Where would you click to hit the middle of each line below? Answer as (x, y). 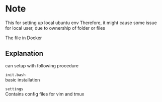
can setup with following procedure (42, 65)
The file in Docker (24, 38)
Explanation (24, 54)
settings (14, 89)
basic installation (23, 80)
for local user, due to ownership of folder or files (55, 28)
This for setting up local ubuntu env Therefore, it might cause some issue (81, 23)
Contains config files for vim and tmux (45, 94)
